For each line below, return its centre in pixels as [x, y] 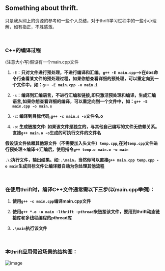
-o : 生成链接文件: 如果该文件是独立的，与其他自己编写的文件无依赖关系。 [86, 127]
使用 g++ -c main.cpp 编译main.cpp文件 [52, 201]
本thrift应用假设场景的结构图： [41, 252]
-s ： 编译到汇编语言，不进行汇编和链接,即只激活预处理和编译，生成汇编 [84, 95]
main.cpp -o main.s [32, 106]
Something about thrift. [42, 8]
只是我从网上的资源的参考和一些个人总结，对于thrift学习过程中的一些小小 [79, 20]
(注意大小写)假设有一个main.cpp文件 [42, 62]
